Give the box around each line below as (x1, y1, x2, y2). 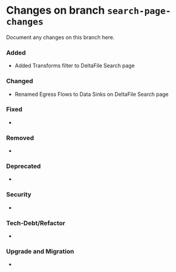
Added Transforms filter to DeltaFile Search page (14, 62, 135, 69)
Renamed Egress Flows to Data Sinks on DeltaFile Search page (14, 90, 169, 98)
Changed (6, 77, 34, 85)
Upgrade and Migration (6, 247, 74, 255)
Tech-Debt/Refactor (6, 218, 66, 227)
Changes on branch (6, 4, 105, 17)
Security (6, 190, 31, 199)
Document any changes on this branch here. (6, 33, 115, 40)
